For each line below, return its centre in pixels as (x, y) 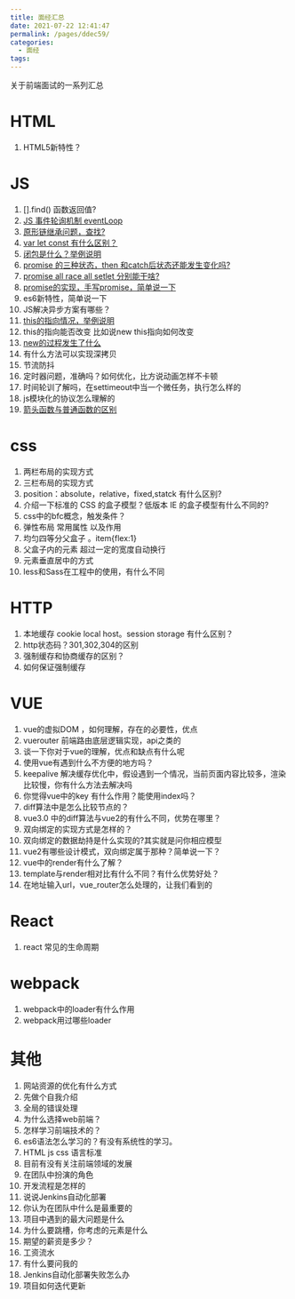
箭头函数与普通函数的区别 (70, 409)
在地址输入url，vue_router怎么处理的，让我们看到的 (117, 884)
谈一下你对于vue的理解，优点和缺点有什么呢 (104, 751)
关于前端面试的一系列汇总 (57, 85)
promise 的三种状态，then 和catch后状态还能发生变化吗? (127, 265)
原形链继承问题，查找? (64, 231)
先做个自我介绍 (50, 1096)
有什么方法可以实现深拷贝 (70, 354)
